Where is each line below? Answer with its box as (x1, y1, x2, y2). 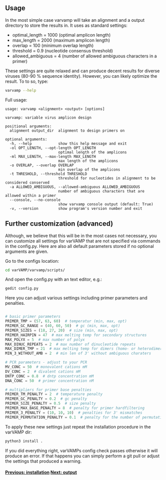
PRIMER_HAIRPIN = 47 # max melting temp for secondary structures (5, 333, 147, 337)
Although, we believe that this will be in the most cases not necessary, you (5, 233, 157, 239)
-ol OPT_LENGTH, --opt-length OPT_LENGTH (9, 145, 96, 150)
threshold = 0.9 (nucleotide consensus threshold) (12, 48, 113, 53)
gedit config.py (5, 286, 39, 291)
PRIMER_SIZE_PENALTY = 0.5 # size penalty (5, 401, 96, 406)
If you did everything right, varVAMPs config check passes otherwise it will (5, 447, 158, 453)
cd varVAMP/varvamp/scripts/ (5, 267, 65, 273)
